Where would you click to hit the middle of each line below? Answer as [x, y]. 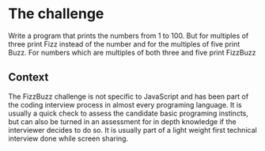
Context [28, 77]
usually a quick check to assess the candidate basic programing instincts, [129, 113]
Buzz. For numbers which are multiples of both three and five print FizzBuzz [132, 52]
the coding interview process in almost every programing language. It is [125, 104]
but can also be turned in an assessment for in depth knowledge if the [122, 121]
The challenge [56, 14]
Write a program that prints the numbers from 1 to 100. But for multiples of [129, 36]
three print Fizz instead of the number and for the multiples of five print [124, 43]
